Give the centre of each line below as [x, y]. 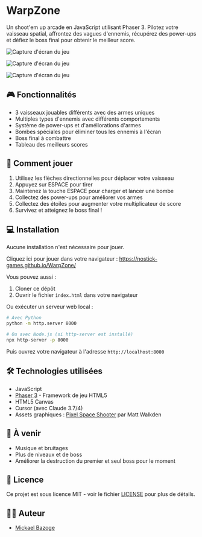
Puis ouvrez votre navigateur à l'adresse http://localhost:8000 [85, 351]
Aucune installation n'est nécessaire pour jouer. [65, 247]
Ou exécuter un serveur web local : [50, 307]
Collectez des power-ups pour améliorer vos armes [79, 197]
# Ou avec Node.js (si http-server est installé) [70, 335]
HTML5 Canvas [34, 401]
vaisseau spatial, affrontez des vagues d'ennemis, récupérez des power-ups [101, 33]
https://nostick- [138, 259]
